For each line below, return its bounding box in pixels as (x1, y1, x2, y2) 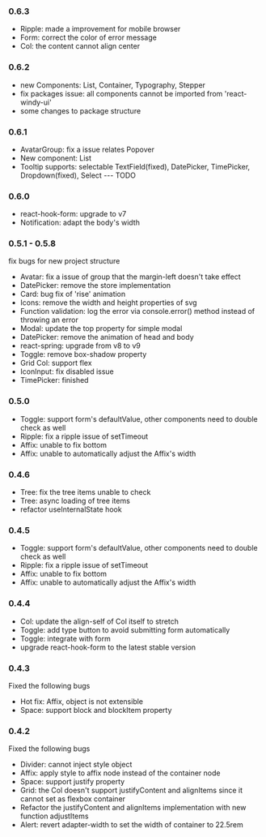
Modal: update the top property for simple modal (19, 324, 183, 333)
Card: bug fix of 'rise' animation (19, 290, 126, 299)
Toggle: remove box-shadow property (19, 350, 147, 359)
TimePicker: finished (19, 376, 89, 385)
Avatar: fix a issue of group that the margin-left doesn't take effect (19, 272, 241, 281)
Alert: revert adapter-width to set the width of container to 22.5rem (19, 820, 244, 830)
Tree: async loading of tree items (19, 496, 131, 506)
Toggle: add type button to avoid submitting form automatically (19, 625, 230, 634)
